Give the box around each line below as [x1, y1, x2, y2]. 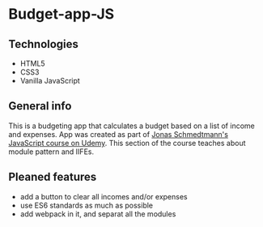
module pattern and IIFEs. [8, 147, 95, 156]
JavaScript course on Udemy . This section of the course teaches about [8, 138, 246, 148]
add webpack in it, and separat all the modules [19, 208, 176, 219]
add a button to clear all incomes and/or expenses [19, 191, 188, 201]
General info [8, 99, 72, 113]
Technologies [8, 37, 79, 51]
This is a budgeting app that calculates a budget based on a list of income [8, 121, 255, 131]
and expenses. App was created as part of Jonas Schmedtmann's [8, 129, 229, 139]
